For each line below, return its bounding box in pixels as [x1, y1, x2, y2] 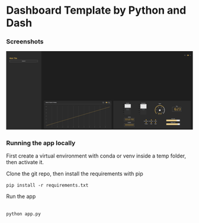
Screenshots [6, 37, 44, 46]
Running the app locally [6, 139, 76, 147]
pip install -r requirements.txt [6, 183, 89, 189]
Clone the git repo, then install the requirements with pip [6, 170, 143, 177]
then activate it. [6, 159, 44, 166]
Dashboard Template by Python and [6, 4, 187, 17]
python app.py [6, 211, 41, 217]
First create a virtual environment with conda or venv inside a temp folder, [6, 152, 187, 159]
